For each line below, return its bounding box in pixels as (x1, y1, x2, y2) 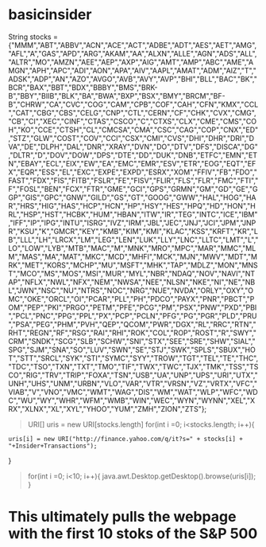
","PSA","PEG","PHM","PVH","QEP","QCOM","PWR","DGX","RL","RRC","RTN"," (8, 319, 256, 329)
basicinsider (8, 6, 92, 24)
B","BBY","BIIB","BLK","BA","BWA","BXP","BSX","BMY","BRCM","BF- (8, 91, 226, 100)
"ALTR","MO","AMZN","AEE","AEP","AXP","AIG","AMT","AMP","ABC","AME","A (8, 57, 254, 67)
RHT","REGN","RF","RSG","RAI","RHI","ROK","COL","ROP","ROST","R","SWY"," (8, 328, 256, 338)
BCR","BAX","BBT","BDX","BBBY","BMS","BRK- (8, 82, 158, 92)
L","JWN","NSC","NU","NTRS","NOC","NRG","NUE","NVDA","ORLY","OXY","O (8, 285, 254, 295)
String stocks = (8, 32, 58, 41)
